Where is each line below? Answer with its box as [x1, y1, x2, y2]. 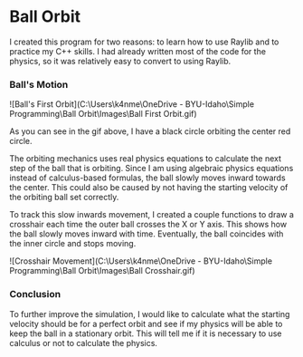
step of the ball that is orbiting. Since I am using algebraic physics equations [9, 163, 294, 174]
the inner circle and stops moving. [9, 238, 137, 249]
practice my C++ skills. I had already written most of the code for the [9, 45, 267, 56]
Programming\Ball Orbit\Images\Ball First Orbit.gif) [9, 109, 197, 120]
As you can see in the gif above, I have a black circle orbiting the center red [9, 126, 291, 137]
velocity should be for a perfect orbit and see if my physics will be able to [9, 318, 283, 329]
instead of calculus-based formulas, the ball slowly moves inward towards [9, 172, 287, 183]
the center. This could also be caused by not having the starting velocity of [9, 182, 289, 193]
